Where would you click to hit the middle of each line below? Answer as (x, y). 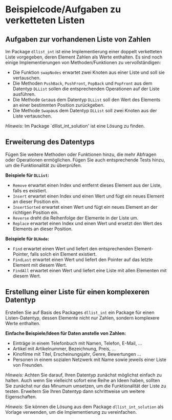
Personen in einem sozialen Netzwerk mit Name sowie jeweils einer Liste (89, 359)
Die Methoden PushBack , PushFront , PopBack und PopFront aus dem (82, 83)
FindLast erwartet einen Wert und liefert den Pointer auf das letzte (83, 259)
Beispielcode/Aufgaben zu (63, 9)
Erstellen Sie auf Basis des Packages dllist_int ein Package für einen (80, 312)
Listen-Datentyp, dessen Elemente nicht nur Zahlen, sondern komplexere (82, 318)
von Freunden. (28, 365)
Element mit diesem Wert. (40, 265)
